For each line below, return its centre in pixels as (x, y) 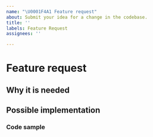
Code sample (26, 127)
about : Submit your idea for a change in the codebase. (77, 17)
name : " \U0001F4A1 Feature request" (51, 12)
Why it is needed (38, 90)
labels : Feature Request (37, 28)
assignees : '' (24, 34)
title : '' (18, 23)
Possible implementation (53, 110)
